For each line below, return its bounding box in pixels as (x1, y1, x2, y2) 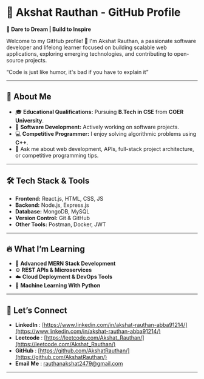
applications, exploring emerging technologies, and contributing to (6, 50, 173, 57)
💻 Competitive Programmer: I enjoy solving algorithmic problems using (15, 130, 197, 137)
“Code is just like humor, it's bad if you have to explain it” (6, 68, 149, 75)
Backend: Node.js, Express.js (15, 201, 89, 209)
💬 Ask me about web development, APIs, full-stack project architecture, (15, 145, 194, 152)
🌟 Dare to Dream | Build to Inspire (6, 25, 91, 33)
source (6, 56, 24, 64)
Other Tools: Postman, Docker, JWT (15, 221, 106, 228)
